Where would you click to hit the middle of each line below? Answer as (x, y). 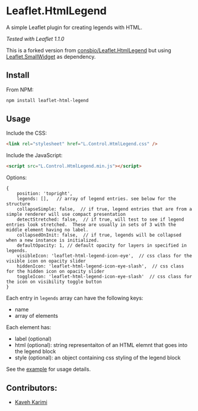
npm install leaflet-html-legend (47, 100)
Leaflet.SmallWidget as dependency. (51, 56)
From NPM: (20, 90)
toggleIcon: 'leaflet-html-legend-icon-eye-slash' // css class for (105, 277)
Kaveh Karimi (31, 402)
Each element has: (29, 327)
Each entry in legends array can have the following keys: (75, 298)
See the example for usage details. (48, 369)
